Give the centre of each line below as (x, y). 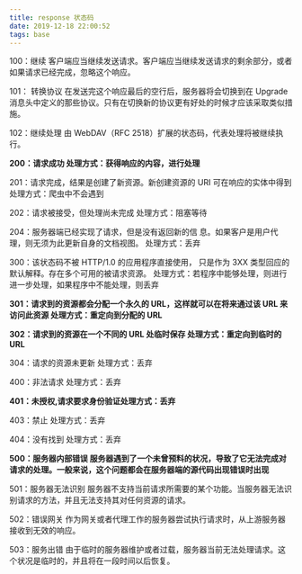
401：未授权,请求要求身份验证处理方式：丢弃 (93, 401)
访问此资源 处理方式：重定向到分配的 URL (86, 315)
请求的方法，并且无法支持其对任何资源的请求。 (103, 500)
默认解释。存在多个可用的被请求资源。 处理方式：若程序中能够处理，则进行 (148, 274)
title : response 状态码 (52, 18)
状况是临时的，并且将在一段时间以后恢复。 (96, 561)
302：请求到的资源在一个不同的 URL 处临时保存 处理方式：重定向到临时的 (146, 335)
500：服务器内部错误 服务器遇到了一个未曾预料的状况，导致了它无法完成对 (148, 459)
